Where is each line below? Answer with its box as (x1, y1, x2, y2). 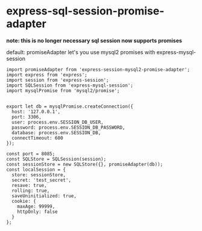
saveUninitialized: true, (11, 192, 77, 199)
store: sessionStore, (11, 171, 66, 178)
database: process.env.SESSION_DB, (11, 129, 101, 136)
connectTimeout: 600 (11, 135, 63, 141)
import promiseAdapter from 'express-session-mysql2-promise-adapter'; (6, 66, 190, 73)
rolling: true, (11, 188, 50, 194)
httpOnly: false (17, 209, 58, 215)
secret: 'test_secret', (11, 177, 71, 183)
